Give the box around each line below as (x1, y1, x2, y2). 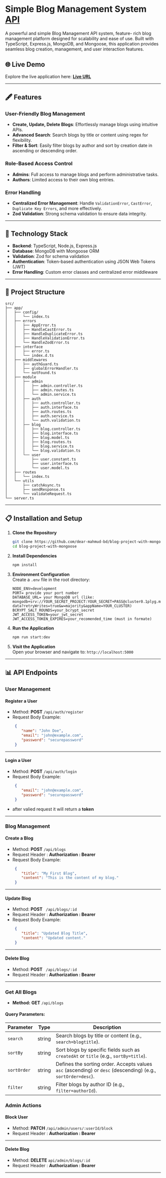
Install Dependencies (12, 553, 57, 559)
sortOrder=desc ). (55, 1073, 95, 1080)
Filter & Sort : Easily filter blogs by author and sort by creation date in (12, 142, 152, 149)
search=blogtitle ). (55, 1038, 100, 1045)
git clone (12, 540, 33, 545)
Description (93, 1024, 122, 1031)
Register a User (5, 698, 38, 704)
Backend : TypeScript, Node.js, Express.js (12, 243, 97, 249)
